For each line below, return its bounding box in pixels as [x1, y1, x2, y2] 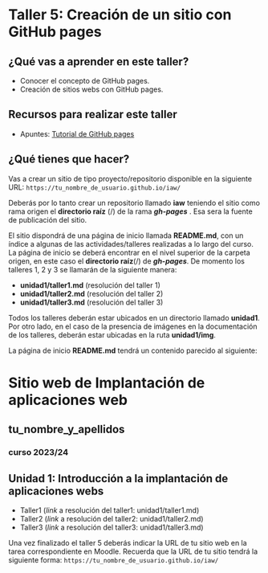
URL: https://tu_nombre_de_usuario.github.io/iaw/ [8, 182, 181, 192]
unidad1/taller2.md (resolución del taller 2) [19, 289, 164, 298]
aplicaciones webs [8, 484, 104, 497]
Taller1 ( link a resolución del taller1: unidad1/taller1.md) [19, 505, 200, 515]
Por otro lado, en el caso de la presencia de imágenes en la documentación [8, 321, 258, 331]
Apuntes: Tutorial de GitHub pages [19, 129, 135, 138]
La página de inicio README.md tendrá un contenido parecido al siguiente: [8, 346, 258, 355]
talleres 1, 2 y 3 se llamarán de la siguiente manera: [8, 264, 177, 274]
